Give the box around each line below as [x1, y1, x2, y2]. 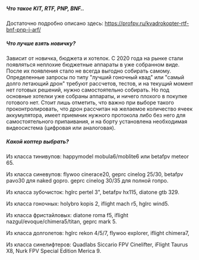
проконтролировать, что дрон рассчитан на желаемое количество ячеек [6, 105, 193, 112]
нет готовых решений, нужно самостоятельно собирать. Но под [6, 86, 170, 93]
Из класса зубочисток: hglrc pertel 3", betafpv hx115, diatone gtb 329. [6, 188, 179, 196]
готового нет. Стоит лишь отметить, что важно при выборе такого [6, 99, 174, 106]
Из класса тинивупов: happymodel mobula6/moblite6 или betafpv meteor [6, 152, 189, 160]
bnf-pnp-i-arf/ [6, 26, 41, 33]
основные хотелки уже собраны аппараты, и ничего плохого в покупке [6, 92, 188, 99]
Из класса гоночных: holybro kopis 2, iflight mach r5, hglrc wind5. [6, 200, 169, 207]
